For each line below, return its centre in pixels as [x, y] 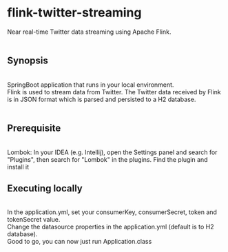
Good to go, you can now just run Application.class [80, 242]
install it [18, 167]
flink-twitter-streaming [74, 13]
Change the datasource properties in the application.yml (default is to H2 [111, 227]
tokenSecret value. [34, 220]
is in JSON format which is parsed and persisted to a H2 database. [102, 99]
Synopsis [28, 61]
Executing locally [45, 188]
